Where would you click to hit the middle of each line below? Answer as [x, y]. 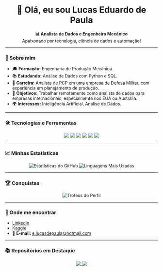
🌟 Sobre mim [20, 58]
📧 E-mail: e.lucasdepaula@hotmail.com [51, 233]
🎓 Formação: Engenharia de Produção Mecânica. [63, 69]
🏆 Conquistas [22, 183]
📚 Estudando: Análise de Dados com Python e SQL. [65, 76]
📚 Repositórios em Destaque [40, 251]
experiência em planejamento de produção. [56, 88]
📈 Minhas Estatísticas [32, 153]
